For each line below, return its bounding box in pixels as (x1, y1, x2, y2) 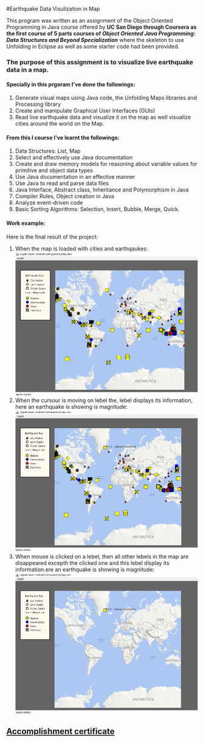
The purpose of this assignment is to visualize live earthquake (6, 58, 194, 66)
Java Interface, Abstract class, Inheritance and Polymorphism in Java (15, 186, 189, 193)
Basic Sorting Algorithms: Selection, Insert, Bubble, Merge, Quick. (15, 206, 180, 213)
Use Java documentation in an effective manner (15, 173, 135, 181)
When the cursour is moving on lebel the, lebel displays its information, (15, 397, 193, 404)
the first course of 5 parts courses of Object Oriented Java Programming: (6, 30, 196, 37)
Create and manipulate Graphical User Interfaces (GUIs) (15, 107, 155, 114)
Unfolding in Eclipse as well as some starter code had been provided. (6, 43, 180, 50)
